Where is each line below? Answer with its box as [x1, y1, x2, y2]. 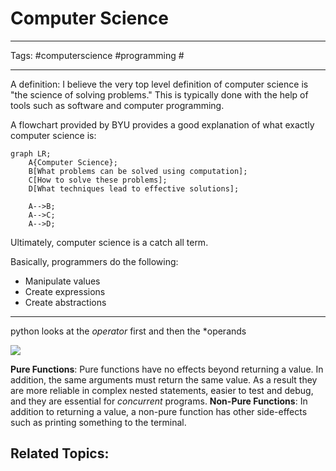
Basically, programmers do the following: [10, 255, 179, 267]
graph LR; [10, 148, 52, 159]
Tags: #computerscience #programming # [10, 49, 185, 61]
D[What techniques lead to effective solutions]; [28, 183, 240, 194]
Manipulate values [24, 275, 101, 287]
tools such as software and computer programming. [10, 99, 225, 111]
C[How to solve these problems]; [28, 175, 168, 185]
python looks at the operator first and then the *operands [10, 325, 247, 337]
